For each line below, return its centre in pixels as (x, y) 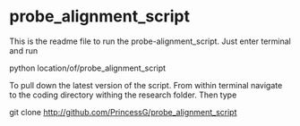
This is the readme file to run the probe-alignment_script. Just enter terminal (150, 41)
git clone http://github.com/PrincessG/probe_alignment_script (123, 112)
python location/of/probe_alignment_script (88, 68)
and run (24, 50)
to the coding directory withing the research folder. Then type (123, 95)
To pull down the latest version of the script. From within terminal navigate (146, 85)
